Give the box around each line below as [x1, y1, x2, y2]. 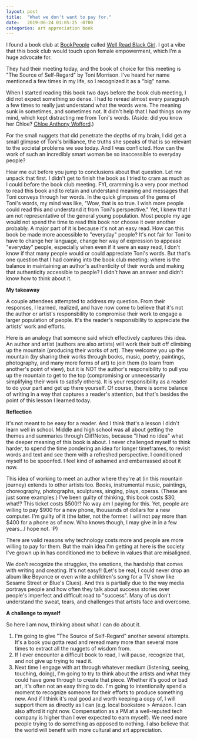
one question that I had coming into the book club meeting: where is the [6, 256, 181, 263]
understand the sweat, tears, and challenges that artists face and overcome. [6, 598, 191, 605]
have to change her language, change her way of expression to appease [6, 237, 182, 245]
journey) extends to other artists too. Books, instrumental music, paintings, [6, 481, 187, 488]
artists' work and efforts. [6, 323, 66, 330]
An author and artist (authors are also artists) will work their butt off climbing [6, 340, 191, 348]
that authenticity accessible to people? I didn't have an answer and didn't [6, 269, 183, 276]
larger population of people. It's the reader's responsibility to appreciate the [6, 317, 190, 324]
